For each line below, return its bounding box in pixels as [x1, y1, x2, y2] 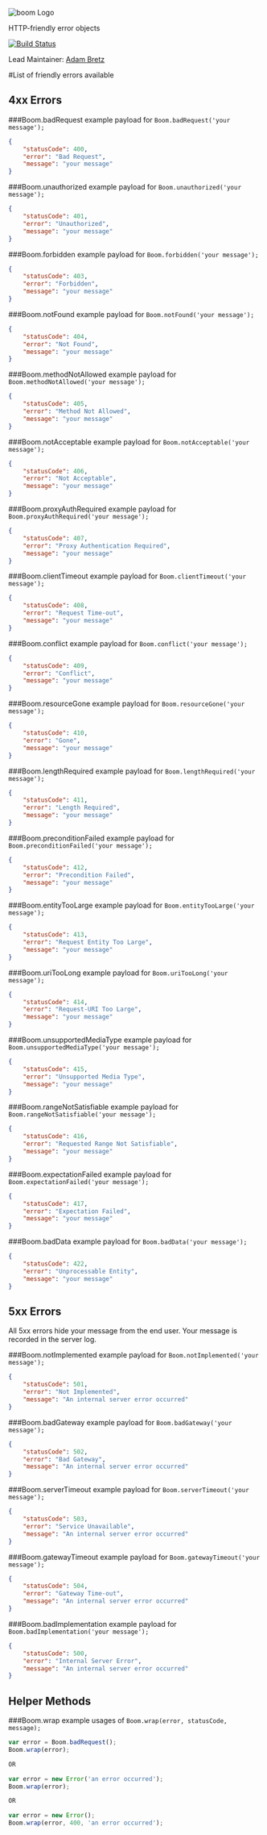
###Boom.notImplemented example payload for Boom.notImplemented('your [8, 1350, 259, 1360]
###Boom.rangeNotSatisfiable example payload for [8, 1102, 179, 1112]
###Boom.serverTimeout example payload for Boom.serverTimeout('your [8, 1485, 249, 1495]
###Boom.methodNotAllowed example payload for [8, 369, 177, 379]
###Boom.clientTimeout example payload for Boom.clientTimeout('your [8, 571, 247, 581]
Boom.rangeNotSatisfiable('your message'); [8, 1111, 157, 1119]
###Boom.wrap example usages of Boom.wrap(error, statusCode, [8, 1716, 228, 1725]
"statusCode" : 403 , [23, 273, 88, 281]
